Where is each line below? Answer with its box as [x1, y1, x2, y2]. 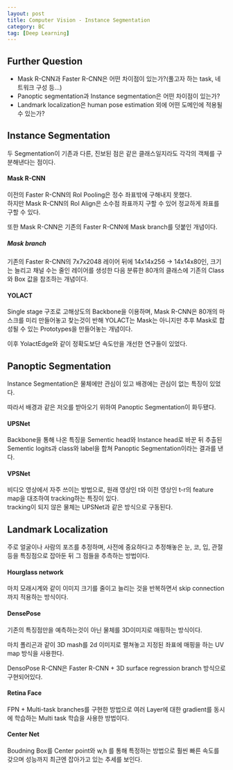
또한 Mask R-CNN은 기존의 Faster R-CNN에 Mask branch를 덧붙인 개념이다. [7, 223, 218, 231]
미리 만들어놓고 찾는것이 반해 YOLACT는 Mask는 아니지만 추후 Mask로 [25, 316, 218, 325]
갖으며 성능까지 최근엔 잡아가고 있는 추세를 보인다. [7, 755, 143, 764]
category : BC [7, 23, 45, 30]
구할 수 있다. [7, 208, 41, 216]
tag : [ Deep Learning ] [7, 29, 70, 37]
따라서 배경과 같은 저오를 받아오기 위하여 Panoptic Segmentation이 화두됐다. [7, 403, 216, 411]
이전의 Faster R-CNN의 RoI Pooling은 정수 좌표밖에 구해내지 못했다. [7, 190, 192, 199]
